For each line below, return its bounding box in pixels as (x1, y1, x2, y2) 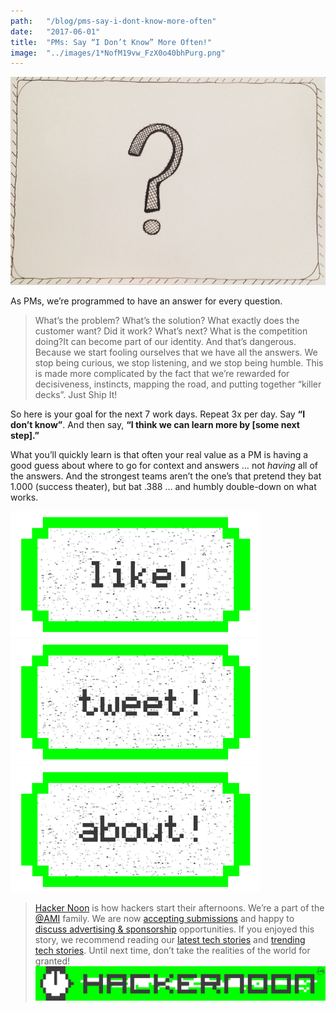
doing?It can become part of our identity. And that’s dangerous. (34, 335, 297, 347)
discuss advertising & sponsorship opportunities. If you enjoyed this (34, 923, 315, 935)
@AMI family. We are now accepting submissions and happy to (34, 912, 295, 924)
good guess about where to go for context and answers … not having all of (10, 459, 318, 471)
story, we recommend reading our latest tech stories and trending (34, 933, 306, 945)
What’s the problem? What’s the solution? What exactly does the (34, 314, 300, 326)
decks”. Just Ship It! (34, 388, 118, 400)
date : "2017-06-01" (10, 26, 101, 37)
